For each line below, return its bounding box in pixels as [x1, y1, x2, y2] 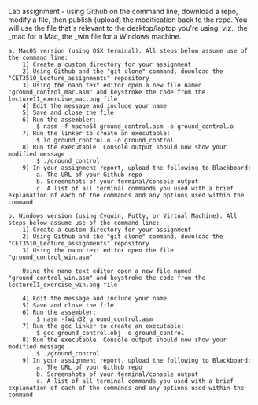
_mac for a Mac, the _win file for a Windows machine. [8, 31, 182, 41]
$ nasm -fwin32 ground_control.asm [36, 315, 153, 323]
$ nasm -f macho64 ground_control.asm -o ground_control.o [36, 123, 234, 131]
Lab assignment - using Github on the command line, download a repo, [8, 7, 238, 16]
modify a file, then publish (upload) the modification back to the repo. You [8, 15, 248, 24]
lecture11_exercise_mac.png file [8, 95, 118, 103]
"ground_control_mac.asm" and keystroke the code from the [8, 88, 206, 96]
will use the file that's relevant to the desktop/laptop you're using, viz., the [8, 24, 248, 32]
